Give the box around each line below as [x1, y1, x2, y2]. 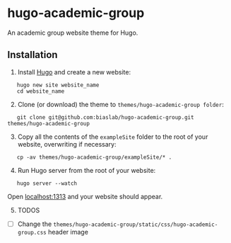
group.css [17, 229, 47, 236]
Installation [7, 49, 58, 61]
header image [48, 227, 88, 236]
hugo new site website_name [16, 81, 100, 89]
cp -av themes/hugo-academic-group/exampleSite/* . [16, 154, 172, 161]
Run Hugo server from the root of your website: [17, 166, 156, 174]
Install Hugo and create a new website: [17, 67, 131, 76]
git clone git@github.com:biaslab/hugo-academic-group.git [16, 113, 194, 121]
